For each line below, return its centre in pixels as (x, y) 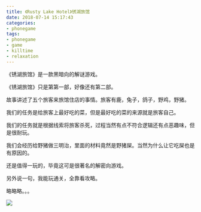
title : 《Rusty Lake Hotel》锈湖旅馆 (48, 12)
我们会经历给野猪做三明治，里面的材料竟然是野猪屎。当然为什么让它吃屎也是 (100, 145)
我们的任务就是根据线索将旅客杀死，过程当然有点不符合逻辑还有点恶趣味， (98, 125)
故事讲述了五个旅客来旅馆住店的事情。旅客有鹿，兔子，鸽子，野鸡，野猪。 (98, 99)
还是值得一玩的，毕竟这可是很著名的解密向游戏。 (66, 165)
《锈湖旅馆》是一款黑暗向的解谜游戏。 (53, 74)
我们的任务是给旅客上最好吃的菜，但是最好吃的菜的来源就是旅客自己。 (93, 112)
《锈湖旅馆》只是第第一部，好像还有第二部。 (61, 87)
